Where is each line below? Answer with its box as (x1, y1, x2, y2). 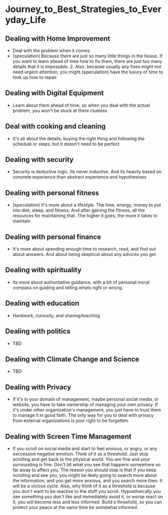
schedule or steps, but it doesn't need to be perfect (12, 141, 120, 147)
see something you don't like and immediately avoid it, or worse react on (12, 493, 163, 499)
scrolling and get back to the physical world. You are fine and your (12, 456, 150, 462)
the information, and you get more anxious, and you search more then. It (12, 477, 163, 483)
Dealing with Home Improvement (5, 34, 111, 43)
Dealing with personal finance (5, 232, 102, 241)
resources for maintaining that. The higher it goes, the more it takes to (12, 213, 157, 219)
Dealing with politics (5, 327, 71, 335)
